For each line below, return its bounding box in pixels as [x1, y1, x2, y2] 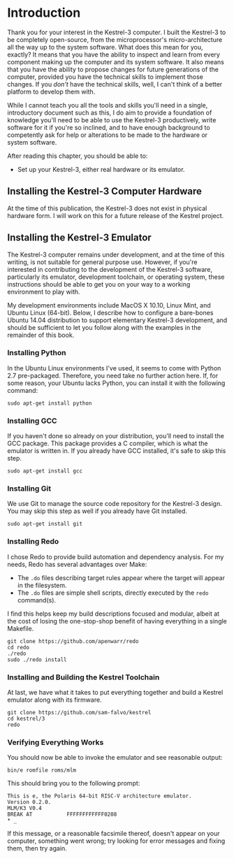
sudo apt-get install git [7, 521, 82, 528]
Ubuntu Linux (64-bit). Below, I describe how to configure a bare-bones [7, 308, 214, 317]
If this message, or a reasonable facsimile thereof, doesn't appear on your [7, 830, 220, 838]
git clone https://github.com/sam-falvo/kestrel [7, 709, 152, 716]
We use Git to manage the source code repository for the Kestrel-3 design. [7, 500, 222, 508]
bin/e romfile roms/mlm [7, 767, 77, 774]
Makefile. [7, 624, 34, 633]
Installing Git [7, 484, 51, 493]
